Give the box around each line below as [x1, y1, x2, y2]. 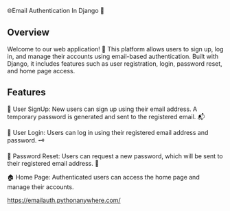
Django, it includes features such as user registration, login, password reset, [7, 59, 223, 68]
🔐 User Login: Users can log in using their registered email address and [7, 128, 209, 136]
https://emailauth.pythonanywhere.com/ [7, 196, 122, 204]
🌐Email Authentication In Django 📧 [7, 7, 104, 14]
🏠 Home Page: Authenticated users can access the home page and [7, 173, 200, 181]
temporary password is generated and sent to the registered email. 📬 [7, 112, 205, 121]
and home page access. [7, 66, 76, 75]
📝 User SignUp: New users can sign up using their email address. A [7, 105, 198, 113]
